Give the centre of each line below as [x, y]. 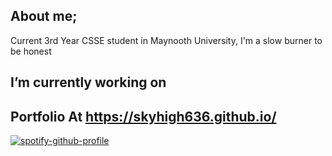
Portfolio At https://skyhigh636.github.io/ [143, 116]
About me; [44, 16]
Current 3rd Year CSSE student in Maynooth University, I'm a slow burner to [166, 40]
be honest [31, 51]
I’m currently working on [88, 82]
